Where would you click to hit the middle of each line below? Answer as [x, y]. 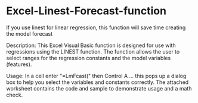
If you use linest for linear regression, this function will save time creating [96, 27]
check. [15, 95]
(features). [19, 64]
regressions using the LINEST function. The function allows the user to [93, 51]
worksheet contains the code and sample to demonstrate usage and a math [99, 88]
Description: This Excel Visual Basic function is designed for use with [91, 45]
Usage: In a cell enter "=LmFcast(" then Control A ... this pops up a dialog [96, 76]
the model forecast [30, 33]
